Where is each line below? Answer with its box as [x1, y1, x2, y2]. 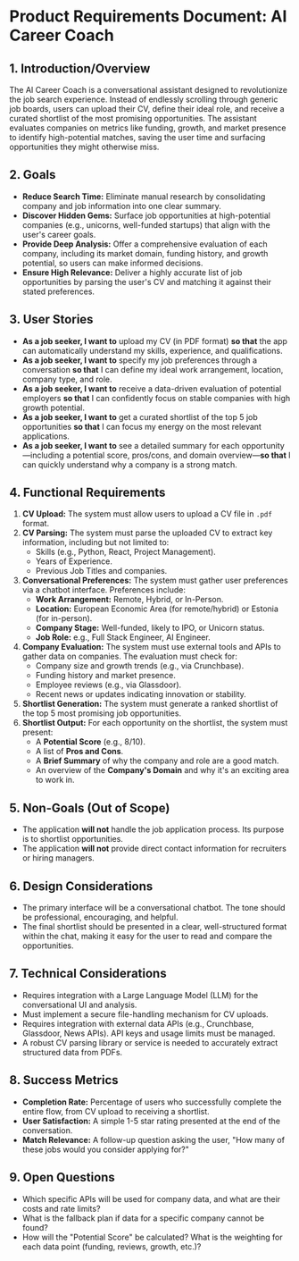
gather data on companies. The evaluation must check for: [21, 651, 238, 662]
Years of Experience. [35, 556, 113, 567]
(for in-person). [35, 613, 93, 624]
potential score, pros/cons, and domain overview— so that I [72, 450, 292, 460]
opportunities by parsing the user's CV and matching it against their [21, 276, 272, 287]
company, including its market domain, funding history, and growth [21, 248, 269, 258]
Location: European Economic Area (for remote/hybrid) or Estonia [35, 603, 279, 614]
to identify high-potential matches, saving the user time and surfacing [9, 132, 266, 142]
